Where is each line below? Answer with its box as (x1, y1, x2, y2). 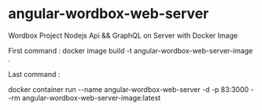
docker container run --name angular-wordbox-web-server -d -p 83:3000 (8, 84, 249, 94)
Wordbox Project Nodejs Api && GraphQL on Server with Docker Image (8, 31, 238, 40)
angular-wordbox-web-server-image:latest (22, 93, 161, 102)
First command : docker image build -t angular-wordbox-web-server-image (8, 46, 253, 55)
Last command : (8, 69, 61, 79)
